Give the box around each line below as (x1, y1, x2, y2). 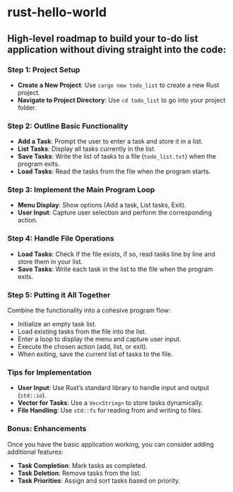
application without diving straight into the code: (7, 43, 227, 55)
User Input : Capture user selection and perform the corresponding (17, 208, 213, 217)
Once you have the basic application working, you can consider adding (7, 440, 214, 448)
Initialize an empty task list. (17, 320, 97, 328)
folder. (17, 103, 37, 112)
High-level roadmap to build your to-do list (7, 33, 198, 45)
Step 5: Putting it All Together (7, 290, 111, 299)
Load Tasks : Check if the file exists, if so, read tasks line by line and (17, 249, 215, 258)
